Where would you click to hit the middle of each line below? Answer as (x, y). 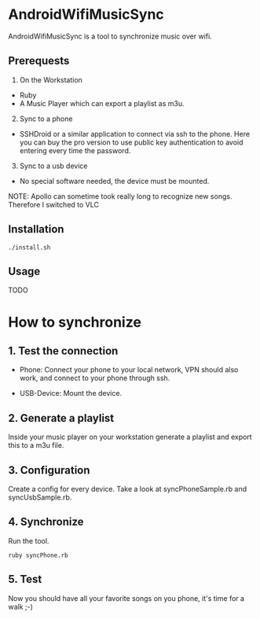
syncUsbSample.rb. (40, 497)
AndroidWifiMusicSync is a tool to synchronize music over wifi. (110, 36)
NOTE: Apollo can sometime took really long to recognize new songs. (120, 196)
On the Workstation (51, 79)
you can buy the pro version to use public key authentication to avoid (131, 142)
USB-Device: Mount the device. (71, 394)
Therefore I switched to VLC (54, 204)
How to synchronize (75, 322)
